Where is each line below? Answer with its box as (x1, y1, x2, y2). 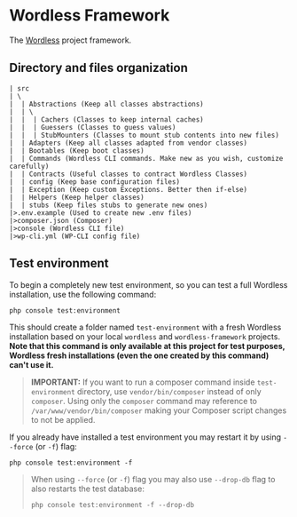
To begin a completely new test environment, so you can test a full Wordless (9, 279, 288, 290)
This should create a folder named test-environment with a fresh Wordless (9, 322, 282, 332)
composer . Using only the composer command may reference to (30, 395, 257, 406)
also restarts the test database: (30, 483, 145, 494)
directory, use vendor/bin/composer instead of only (76, 386, 262, 396)
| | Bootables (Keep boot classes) (9, 146, 145, 155)
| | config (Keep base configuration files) (9, 177, 180, 187)
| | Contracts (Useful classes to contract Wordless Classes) (9, 170, 248, 179)
